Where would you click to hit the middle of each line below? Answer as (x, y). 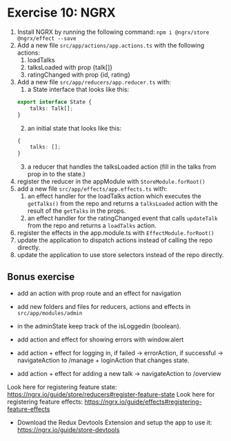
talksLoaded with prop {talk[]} (70, 67)
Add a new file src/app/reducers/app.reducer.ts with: (94, 82)
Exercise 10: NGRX (61, 13)
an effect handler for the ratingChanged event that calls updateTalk (123, 218)
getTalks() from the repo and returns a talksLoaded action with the (123, 204)
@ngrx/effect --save (47, 38)
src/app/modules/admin (50, 313)
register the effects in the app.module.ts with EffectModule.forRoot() (116, 233)
